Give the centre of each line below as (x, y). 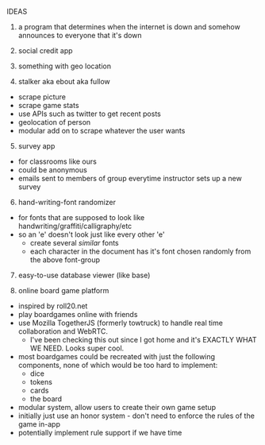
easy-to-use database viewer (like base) (84, 275)
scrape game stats (48, 105)
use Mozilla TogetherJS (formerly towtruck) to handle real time (120, 323)
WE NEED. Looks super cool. (77, 348)
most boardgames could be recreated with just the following (116, 356)
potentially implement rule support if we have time (100, 433)
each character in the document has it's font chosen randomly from (140, 251)
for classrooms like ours (58, 161)
